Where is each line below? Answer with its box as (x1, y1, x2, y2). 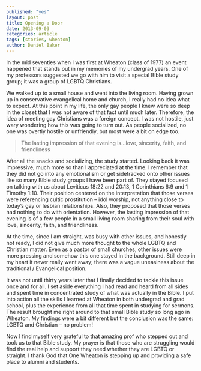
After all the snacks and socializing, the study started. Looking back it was (6, 157, 190, 164)
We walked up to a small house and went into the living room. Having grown (6, 89, 194, 97)
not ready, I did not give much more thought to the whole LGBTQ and (6, 239, 176, 246)
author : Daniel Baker (6, 43, 61, 49)
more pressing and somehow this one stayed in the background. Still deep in (6, 252, 196, 259)
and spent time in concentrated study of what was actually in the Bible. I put (6, 289, 194, 296)
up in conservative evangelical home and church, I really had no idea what (6, 95, 190, 103)
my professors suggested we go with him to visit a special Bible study (6, 71, 179, 79)
